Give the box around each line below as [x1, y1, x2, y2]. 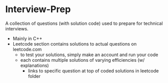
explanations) [20, 62, 50, 68]
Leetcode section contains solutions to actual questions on [12, 40, 137, 47]
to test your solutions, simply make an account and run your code [20, 52, 158, 58]
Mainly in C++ [12, 35, 42, 41]
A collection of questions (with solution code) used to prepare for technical [5, 20, 163, 26]
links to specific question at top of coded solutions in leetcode [28, 67, 159, 74]
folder [28, 73, 41, 79]
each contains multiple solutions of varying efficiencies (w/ [20, 57, 145, 63]
